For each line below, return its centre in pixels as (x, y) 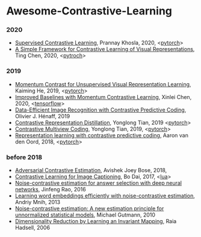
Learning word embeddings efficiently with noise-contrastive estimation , (105, 196)
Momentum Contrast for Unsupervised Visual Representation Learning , (103, 84)
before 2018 (24, 157)
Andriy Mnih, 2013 (38, 202)
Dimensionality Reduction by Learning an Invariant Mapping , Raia (96, 221)
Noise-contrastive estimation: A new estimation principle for (89, 209)
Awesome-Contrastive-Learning (89, 11)
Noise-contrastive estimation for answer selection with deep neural (98, 183)
